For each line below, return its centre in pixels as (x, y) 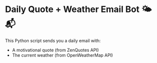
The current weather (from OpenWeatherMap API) (62, 55)
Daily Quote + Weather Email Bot (72, 9)
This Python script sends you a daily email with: (53, 40)
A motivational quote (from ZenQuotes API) (55, 50)
